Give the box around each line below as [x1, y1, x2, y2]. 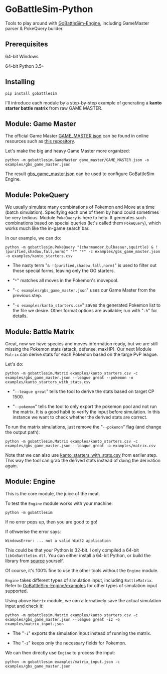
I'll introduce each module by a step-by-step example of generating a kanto [5, 99, 162, 106]
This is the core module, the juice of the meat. [5, 490, 100, 496]
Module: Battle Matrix [5, 327, 74, 336]
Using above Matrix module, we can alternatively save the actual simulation [5, 597, 161, 603]
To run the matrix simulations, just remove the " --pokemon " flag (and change [5, 424, 161, 430]
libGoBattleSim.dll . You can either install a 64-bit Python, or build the [5, 552, 151, 558]
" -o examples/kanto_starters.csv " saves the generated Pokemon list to [12, 302, 161, 308]
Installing [5, 78, 35, 86]
